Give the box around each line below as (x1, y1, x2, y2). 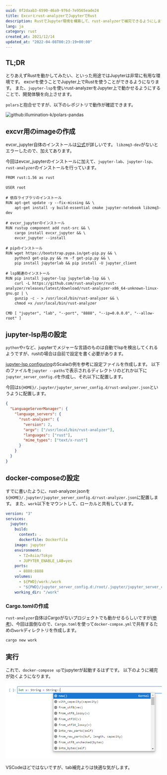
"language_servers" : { (14, 412, 61, 417)
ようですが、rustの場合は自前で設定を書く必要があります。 (5, 351, 126, 357)
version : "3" (5, 511, 33, 516)
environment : (14, 548, 42, 553)
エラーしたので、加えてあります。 (5, 147, 74, 154)
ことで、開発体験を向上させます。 (5, 91, 75, 97)
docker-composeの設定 (5, 474, 80, 482)
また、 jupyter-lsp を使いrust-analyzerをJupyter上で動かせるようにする (15, 85, 161, 91)
